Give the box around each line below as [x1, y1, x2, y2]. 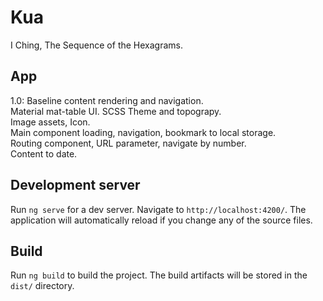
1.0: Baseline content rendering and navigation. [10, 94, 204, 106]
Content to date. [10, 147, 78, 160]
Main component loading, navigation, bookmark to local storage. [10, 126, 277, 138]
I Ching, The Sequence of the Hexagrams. [10, 39, 183, 51]
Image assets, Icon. [10, 116, 91, 128]
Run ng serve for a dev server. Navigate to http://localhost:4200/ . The [10, 203, 307, 215]
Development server [10, 177, 141, 194]
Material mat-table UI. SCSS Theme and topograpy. [10, 105, 222, 117]
